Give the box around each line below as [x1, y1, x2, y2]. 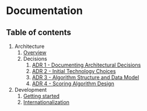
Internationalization [23, 99, 70, 106]
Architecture [14, 43, 45, 50]
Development [14, 86, 47, 93]
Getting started [23, 92, 60, 99]
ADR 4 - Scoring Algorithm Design [32, 80, 115, 87]
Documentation [6, 4, 83, 18]
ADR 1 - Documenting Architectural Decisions [32, 61, 141, 68]
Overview [23, 49, 47, 56]
